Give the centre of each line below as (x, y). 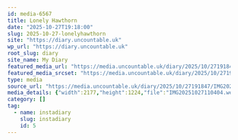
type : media (25, 80)
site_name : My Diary (38, 60)
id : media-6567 (30, 14)
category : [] (27, 100)
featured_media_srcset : (42, 73)
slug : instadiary (46, 119)
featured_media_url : (38, 66)
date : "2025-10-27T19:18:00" (50, 27)
